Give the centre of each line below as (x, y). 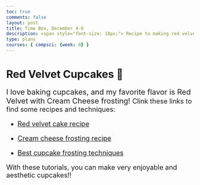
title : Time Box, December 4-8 (45, 28)
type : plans (21, 39)
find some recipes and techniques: (61, 109)
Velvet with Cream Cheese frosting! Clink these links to (99, 101)
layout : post (22, 23)
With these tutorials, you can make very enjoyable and (92, 167)
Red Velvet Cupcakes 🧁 (65, 74)
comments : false (26, 17)
